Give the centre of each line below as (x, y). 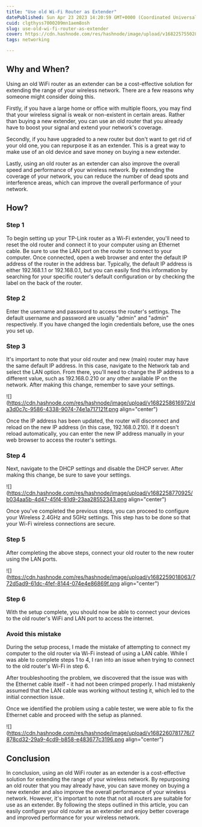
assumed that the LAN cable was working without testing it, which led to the (100, 691)
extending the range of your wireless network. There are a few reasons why (100, 90)
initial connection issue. (35, 697)
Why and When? (38, 69)
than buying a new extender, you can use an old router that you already (95, 121)
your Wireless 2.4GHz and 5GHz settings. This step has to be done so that (98, 517)
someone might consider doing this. (51, 96)
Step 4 (16, 456)
